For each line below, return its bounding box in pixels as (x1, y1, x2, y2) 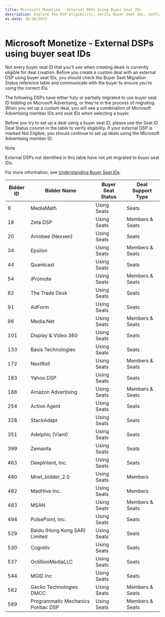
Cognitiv (30, 544, 50, 551)
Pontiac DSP (30, 604, 59, 611)
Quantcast (30, 261, 55, 268)
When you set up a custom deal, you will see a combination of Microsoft (5, 105, 151, 111)
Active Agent (30, 403, 60, 410)
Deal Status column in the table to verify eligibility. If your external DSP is (5, 125, 153, 131)
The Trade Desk (30, 290, 68, 297)
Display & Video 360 (30, 332, 78, 339)
